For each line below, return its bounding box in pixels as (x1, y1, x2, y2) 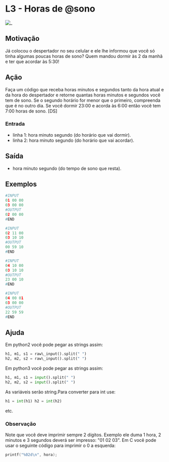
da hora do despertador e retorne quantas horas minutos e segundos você (5, 92, 160, 98)
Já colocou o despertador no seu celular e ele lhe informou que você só (5, 47, 155, 53)
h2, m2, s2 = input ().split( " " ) (5, 379, 76, 385)
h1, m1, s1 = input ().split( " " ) (5, 375, 76, 380)
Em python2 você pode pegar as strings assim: (5, 341, 103, 348)
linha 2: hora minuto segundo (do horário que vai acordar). (12, 137, 135, 143)
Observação (5, 420, 36, 427)
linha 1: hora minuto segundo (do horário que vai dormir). (12, 132, 131, 138)
